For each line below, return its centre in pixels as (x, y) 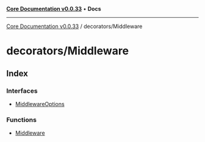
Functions (21, 119)
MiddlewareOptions (40, 104)
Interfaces (22, 91)
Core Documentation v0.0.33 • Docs (54, 9)
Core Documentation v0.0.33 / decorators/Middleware (74, 26)
